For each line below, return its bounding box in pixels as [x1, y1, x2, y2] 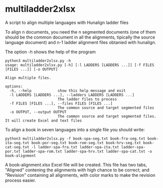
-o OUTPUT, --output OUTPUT [9, 109, 67, 114]
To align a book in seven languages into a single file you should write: [5, 126, 145, 132]
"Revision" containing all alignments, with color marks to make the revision [5, 172, 156, 178]
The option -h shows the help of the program [5, 49, 96, 55]
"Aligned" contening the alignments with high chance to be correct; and [5, 167, 150, 173]
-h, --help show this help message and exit [9, 88, 126, 93]
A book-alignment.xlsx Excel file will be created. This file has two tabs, [5, 162, 147, 167]
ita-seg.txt [5, 140, 29, 145]
